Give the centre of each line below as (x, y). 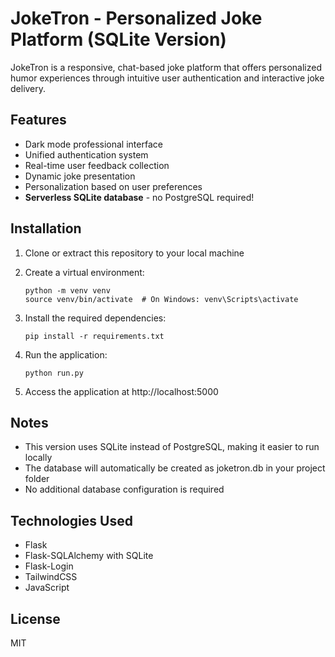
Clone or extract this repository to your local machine (134, 253)
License (35, 618)
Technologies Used (71, 520)
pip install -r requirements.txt (94, 336)
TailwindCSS (51, 577)
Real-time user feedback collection (97, 165)
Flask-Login (49, 566)
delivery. (28, 88)
